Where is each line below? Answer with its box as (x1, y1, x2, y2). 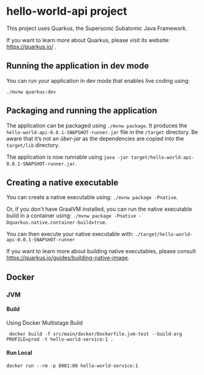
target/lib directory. (6, 141, 60, 148)
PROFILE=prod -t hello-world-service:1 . (6, 336, 114, 343)
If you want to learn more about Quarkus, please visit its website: (6, 36, 170, 44)
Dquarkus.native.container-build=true (6, 219, 105, 226)
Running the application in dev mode (6, 61, 149, 71)
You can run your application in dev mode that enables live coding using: (6, 77, 190, 84)
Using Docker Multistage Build (6, 319, 83, 326)
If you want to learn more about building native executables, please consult (6, 248, 196, 255)
